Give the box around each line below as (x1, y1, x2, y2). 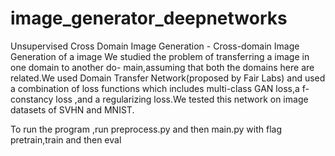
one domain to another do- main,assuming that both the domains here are (10, 61, 315, 73)
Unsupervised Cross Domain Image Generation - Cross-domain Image (10, 40, 300, 52)
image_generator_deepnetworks (10, 7, 288, 30)
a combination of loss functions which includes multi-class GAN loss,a (10, 82, 300, 94)
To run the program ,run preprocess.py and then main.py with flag (10, 123, 283, 135)
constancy (10, 93, 54, 105)
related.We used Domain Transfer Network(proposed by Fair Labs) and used (10, 72, 326, 84)
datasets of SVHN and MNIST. (10, 103, 135, 116)
